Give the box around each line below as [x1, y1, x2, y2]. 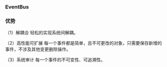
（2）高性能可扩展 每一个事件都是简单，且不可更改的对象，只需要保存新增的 [5, 40, 162, 46]
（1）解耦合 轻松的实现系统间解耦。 [5, 30, 78, 35]
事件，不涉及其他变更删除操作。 [5, 46, 71, 52]
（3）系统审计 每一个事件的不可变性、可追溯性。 [5, 57, 106, 63]
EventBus [5, 3, 29, 10]
